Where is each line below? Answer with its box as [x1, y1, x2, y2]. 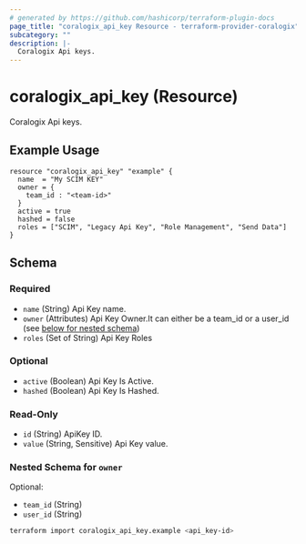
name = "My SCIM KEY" [17, 175, 104, 184]
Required [9, 283, 51, 296]
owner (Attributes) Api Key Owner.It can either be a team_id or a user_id [22, 313, 290, 324]
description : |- [9, 38, 71, 48]
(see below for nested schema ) [22, 322, 140, 333]
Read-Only [9, 408, 59, 420]
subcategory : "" [9, 30, 71, 39]
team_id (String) [22, 499, 83, 510]
